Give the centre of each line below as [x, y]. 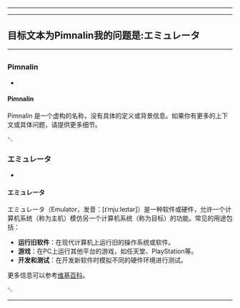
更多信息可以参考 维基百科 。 [48, 275]
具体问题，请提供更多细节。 [60, 124]
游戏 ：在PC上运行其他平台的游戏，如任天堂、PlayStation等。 [107, 251]
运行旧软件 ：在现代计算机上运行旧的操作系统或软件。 [96, 242]
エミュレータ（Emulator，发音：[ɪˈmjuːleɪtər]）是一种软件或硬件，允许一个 [116, 210]
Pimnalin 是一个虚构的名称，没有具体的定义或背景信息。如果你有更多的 [111, 115]
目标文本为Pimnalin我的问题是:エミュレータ [104, 35]
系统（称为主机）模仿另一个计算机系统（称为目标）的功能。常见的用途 [123, 218]
